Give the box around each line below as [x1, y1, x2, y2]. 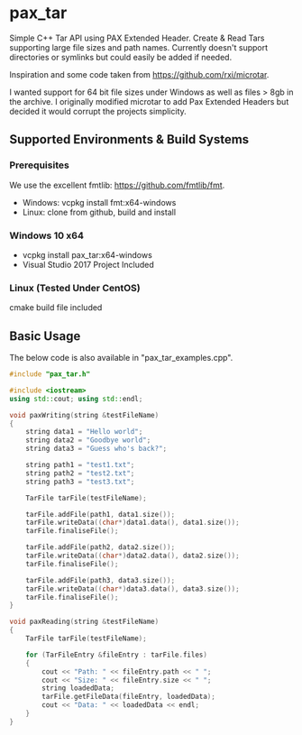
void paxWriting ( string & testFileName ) [9, 410, 160, 419]
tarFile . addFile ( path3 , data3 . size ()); [25, 575, 176, 584]
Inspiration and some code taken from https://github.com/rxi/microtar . [9, 69, 270, 79]
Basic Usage [9, 328, 81, 344]
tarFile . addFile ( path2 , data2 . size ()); [25, 543, 176, 552]
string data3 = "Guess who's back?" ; [25, 445, 168, 454]
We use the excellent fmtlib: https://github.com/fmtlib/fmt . [9, 179, 225, 190]
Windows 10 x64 [9, 229, 84, 242]
